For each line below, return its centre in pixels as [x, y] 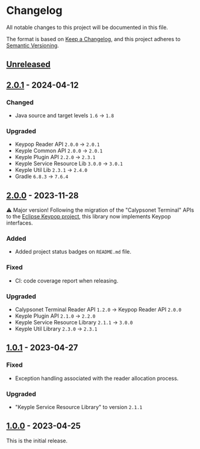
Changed [20, 102]
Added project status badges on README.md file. [73, 252]
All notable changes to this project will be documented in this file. [87, 27]
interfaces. [20, 223]
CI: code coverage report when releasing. [67, 280]
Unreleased [29, 64]
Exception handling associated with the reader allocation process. [97, 378]
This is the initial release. [37, 441]
